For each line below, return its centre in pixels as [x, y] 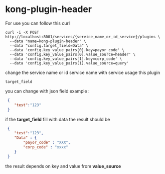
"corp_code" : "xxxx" [46, 147]
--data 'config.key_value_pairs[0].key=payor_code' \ [67, 50]
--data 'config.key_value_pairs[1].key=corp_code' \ [66, 59]
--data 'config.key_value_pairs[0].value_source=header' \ [73, 54]
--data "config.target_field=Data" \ [49, 46]
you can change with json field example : [47, 91]
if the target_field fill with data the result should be [58, 119]
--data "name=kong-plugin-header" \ [48, 41]
